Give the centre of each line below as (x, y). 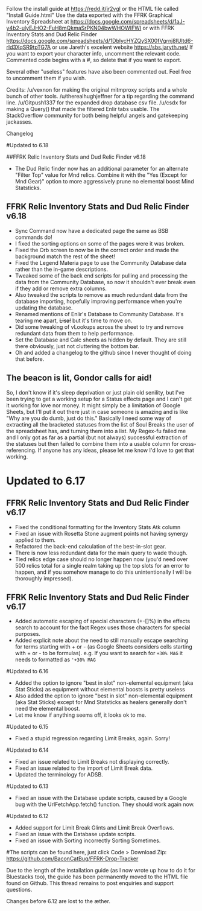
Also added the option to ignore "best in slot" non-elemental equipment (104, 696)
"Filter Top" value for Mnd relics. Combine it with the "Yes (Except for (101, 175)
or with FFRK (159, 28)
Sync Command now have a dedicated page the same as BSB (92, 230)
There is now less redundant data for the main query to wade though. (101, 553)
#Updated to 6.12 (27, 816)
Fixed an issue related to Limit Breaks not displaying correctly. (92, 762)
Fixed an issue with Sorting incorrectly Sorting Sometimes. (88, 840)
